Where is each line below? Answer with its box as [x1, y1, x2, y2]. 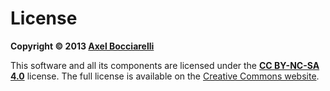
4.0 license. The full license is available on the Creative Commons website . [10, 70, 320, 82]
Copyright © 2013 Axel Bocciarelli [10, 40, 155, 52]
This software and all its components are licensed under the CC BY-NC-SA [10, 59, 320, 71]
